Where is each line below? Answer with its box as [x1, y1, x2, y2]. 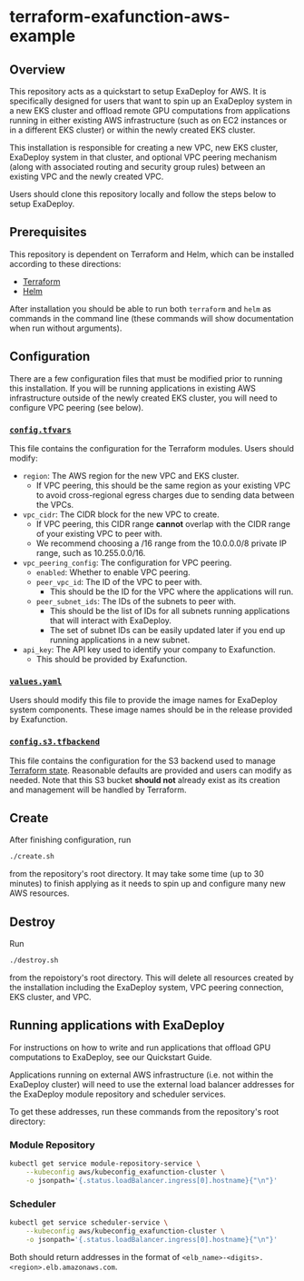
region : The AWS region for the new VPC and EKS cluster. [22, 470, 240, 481]
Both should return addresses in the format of [9, 1251, 181, 1262]
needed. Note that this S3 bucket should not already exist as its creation [9, 774, 280, 785]
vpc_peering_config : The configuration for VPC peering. [22, 557, 232, 568]
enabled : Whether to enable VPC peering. [35, 566, 191, 578]
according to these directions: [9, 258, 122, 269]
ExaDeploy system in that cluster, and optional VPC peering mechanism [9, 152, 277, 163]
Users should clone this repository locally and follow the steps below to [9, 189, 277, 199]
